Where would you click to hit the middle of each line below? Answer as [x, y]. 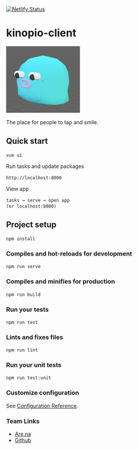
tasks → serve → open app [38, 201]
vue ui [14, 156]
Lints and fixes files [35, 337]
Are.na [23, 434]
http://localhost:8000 [34, 178]
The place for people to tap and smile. [52, 122]
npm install [21, 239]
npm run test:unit [29, 378]
